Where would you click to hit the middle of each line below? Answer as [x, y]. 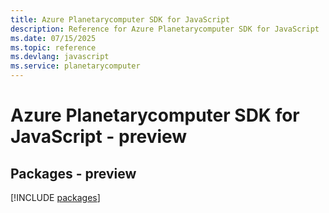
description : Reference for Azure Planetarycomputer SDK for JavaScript [165, 29]
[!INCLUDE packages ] [55, 197]
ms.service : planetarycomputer [75, 66]
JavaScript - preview [99, 137]
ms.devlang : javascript [60, 57]
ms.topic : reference [53, 47]
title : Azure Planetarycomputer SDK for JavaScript [120, 19]
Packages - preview [73, 173]
